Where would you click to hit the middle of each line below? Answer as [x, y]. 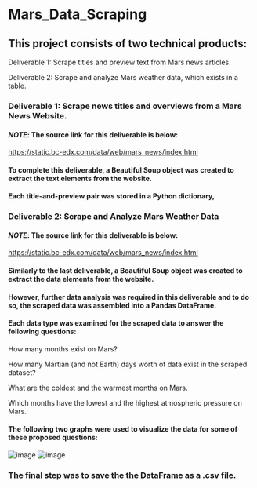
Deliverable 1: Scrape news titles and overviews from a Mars [125, 106]
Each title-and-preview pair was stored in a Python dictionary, [112, 196]
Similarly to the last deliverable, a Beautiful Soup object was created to [125, 271]
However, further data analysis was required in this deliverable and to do [128, 297]
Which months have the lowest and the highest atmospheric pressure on [125, 402]
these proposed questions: [53, 438]
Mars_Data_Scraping [78, 15]
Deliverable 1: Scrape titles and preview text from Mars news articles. [119, 62]
